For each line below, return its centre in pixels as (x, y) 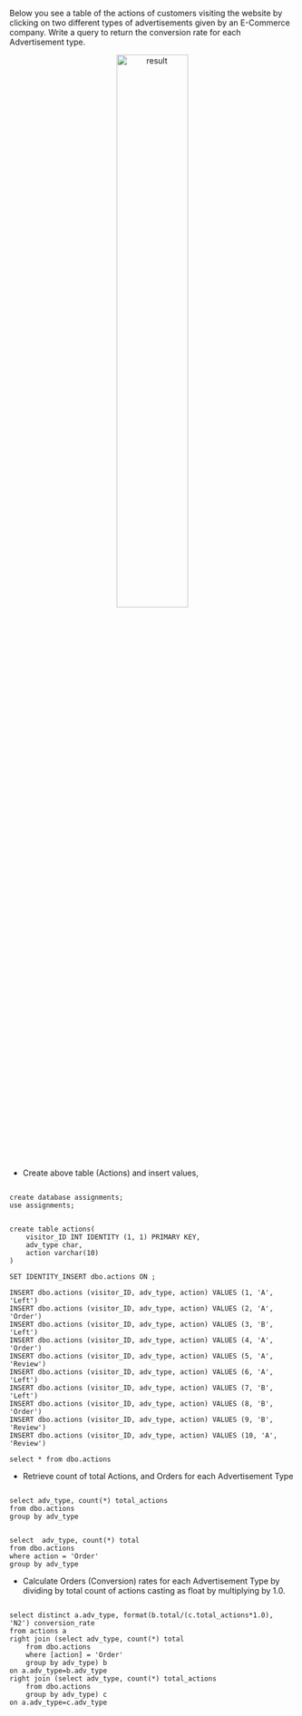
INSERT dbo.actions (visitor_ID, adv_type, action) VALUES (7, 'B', (141, 1388)
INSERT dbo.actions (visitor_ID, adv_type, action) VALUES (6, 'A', (141, 1372)
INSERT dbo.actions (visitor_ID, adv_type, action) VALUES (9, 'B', (141, 1419)
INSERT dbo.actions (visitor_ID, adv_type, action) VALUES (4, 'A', (141, 1341)
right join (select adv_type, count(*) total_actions (113, 1679)
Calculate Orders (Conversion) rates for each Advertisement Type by (151, 1581)
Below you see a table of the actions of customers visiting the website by (146, 13)
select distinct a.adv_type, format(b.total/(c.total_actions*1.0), (141, 1615)
